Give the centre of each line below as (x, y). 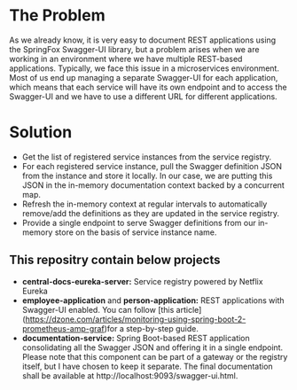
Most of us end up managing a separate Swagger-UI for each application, (144, 77)
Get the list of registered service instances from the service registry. (147, 157)
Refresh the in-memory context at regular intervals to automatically (145, 204)
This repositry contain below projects (115, 260)
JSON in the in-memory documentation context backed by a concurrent (153, 185)
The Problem (57, 16)
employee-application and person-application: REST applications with (153, 300)
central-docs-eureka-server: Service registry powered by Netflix (142, 281)
